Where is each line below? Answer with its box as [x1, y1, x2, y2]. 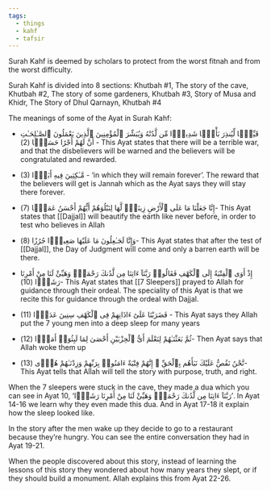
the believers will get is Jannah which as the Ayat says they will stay [19, 179, 246, 189]
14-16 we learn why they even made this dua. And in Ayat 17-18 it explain [8, 400, 250, 410]
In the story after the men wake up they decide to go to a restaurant [8, 424, 233, 434]
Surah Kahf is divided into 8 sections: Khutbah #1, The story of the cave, [8, 81, 248, 90]
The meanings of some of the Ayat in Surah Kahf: [8, 114, 172, 123]
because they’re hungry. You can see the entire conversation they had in [8, 432, 250, 442]
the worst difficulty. [8, 65, 73, 75]
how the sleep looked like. [8, 408, 95, 418]
